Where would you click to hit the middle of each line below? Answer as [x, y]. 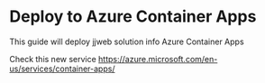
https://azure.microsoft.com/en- [158, 59]
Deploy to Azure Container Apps [133, 17]
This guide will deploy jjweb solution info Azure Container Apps [127, 41]
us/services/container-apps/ [62, 69]
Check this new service [53, 59]
